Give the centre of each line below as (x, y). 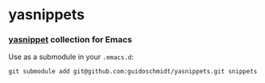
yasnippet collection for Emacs (70, 40)
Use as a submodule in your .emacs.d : (71, 57)
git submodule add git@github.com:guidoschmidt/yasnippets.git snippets (133, 72)
